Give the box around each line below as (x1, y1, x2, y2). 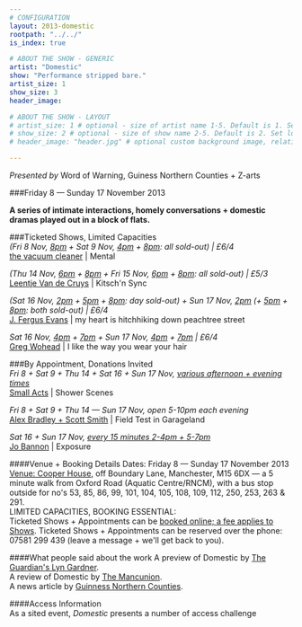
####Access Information (9, 598, 102, 609)
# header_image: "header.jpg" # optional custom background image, (9, 137, 268, 146)
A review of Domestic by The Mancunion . (9, 571, 163, 582)
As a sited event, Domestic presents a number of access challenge (9, 608, 257, 618)
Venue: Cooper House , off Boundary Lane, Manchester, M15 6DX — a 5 (9, 468, 274, 479)
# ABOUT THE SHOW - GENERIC (9, 55, 115, 64)
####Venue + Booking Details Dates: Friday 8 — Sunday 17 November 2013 (9, 459, 289, 469)
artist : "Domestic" (9, 63, 83, 72)
